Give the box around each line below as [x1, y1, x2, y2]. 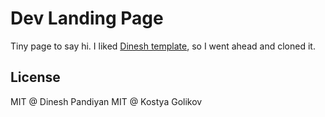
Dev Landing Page [10, 7, 164, 30]
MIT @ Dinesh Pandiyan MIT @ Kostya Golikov [10, 95, 203, 107]
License [10, 69, 61, 86]
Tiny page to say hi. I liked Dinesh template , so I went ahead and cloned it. [10, 40, 316, 52]
